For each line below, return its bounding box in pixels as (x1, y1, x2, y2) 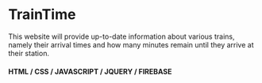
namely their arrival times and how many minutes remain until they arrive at (8, 40, 254, 49)
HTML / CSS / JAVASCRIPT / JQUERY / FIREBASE (8, 66, 172, 76)
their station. (8, 48, 50, 58)
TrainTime (8, 6, 76, 24)
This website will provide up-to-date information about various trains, (8, 32, 235, 41)
